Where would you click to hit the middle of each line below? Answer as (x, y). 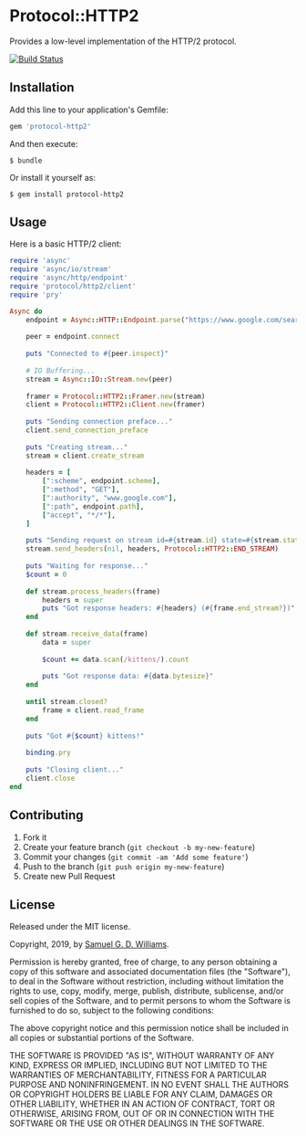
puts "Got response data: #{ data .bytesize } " (128, 677)
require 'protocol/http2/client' (73, 287)
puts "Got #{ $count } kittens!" (85, 736)
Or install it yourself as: (52, 177)
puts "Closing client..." (75, 770)
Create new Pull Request (69, 876)
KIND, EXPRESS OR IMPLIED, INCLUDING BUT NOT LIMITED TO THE (138, 1066)
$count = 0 (46, 574)
